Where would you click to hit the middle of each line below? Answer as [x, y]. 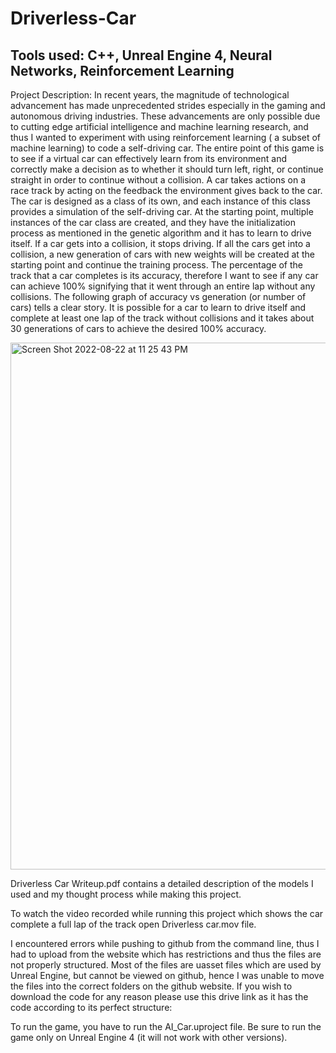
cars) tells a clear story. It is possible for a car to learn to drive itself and [158, 307]
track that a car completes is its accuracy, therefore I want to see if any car [164, 275]
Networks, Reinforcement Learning [122, 70]
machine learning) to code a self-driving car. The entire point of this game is [167, 148]
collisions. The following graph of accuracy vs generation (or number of [158, 296]
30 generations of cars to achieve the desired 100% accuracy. [138, 328]
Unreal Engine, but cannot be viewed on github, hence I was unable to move [167, 975]
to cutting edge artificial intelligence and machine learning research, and [159, 126]
